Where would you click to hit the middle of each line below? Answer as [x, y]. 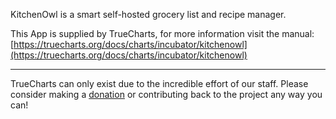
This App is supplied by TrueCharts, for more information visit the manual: [162, 33]
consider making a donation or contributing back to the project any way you [166, 94]
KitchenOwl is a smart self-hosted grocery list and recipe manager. [148, 14]
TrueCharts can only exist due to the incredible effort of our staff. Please [159, 83]
